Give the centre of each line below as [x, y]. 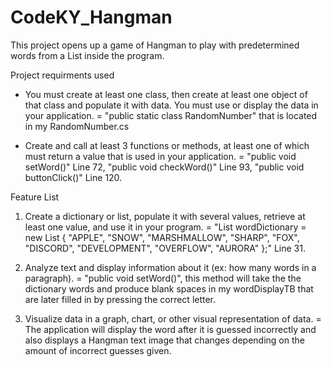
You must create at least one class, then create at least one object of [166, 94]
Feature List [35, 197]
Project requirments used [62, 75]
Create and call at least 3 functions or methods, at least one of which [167, 145]
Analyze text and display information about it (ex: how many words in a [170, 267]
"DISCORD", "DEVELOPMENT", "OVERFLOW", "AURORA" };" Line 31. [165, 248]
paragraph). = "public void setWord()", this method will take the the [163, 278]
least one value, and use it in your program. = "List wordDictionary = [165, 227]
